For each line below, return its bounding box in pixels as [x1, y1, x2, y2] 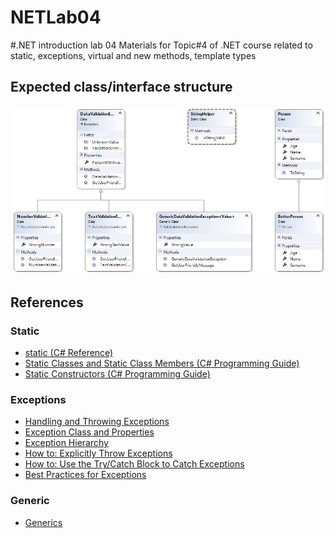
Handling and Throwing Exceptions [24, 416, 170, 428]
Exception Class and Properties [24, 426, 155, 438]
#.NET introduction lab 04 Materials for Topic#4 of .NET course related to [10, 39, 313, 51]
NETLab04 [10, 6, 102, 29]
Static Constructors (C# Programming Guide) [24, 368, 211, 380]
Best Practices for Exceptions [24, 469, 147, 481]
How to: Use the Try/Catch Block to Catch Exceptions [24, 458, 245, 470]
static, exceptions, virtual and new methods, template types [10, 49, 257, 61]
